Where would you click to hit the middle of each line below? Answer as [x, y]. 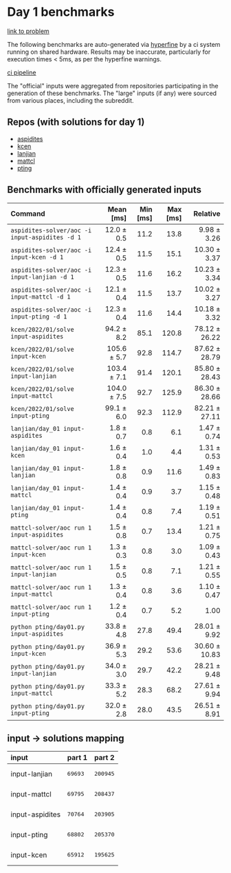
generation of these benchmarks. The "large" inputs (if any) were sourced [112, 93]
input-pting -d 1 [39, 317]
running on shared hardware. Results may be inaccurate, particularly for [109, 52]
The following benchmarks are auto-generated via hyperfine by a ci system [114, 44]
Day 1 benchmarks [61, 12]
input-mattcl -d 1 [41, 297]
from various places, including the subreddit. [70, 100]
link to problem [28, 31]
